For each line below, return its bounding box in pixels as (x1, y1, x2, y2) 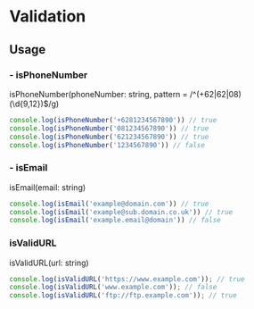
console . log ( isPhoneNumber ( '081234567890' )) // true (9, 123, 209, 133)
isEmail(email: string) (9, 181, 86, 193)
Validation (9, 6, 86, 27)
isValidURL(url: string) (9, 257, 89, 268)
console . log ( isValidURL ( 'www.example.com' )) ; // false (9, 283, 217, 292)
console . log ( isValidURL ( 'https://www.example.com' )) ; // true (9, 274, 245, 283)
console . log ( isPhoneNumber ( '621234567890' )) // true (9, 132, 209, 141)
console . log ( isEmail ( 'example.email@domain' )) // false (9, 216, 221, 225)
